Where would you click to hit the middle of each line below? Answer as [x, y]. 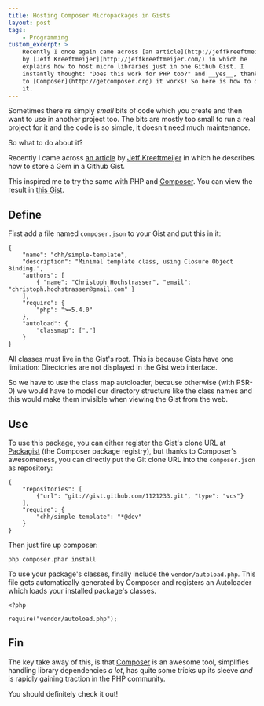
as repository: [31, 468]
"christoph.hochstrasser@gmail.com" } [71, 289]
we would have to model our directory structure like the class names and [135, 391]
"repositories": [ [52, 489]
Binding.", [26, 269]
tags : [17, 30]
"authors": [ [44, 276]
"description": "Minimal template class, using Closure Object [128, 262]
